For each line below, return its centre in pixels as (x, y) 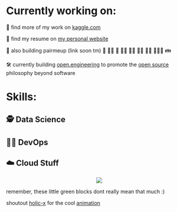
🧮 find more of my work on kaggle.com (53, 27)
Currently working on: (61, 11)
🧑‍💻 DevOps (27, 142)
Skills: (22, 97)
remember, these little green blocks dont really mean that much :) (86, 191)
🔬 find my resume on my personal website (57, 38)
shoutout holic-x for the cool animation (53, 203)
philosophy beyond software (41, 73)
